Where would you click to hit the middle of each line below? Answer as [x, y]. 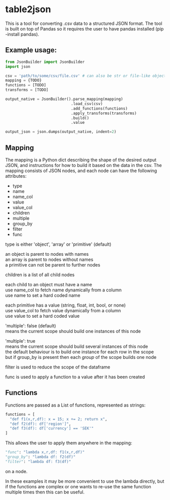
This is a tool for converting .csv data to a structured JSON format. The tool [84, 23]
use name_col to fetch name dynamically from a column [63, 290]
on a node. [16, 471]
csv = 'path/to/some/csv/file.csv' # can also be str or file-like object [86, 76]
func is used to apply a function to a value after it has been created [75, 377]
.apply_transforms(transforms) [104, 113]
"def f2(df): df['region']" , [40, 424]
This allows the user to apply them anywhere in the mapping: [69, 443]
